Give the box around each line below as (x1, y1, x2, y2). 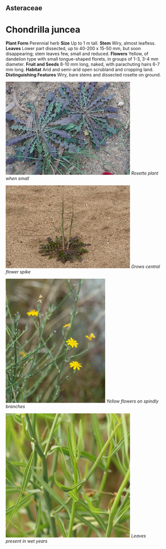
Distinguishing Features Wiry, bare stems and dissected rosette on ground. (5, 72, 161, 78)
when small (5, 176, 29, 182)
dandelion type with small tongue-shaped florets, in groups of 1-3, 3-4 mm (5, 56, 159, 62)
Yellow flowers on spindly (106, 398, 159, 404)
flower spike (5, 269, 31, 275)
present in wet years (5, 538, 48, 544)
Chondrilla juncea (5, 24, 81, 35)
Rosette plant (131, 170, 159, 176)
